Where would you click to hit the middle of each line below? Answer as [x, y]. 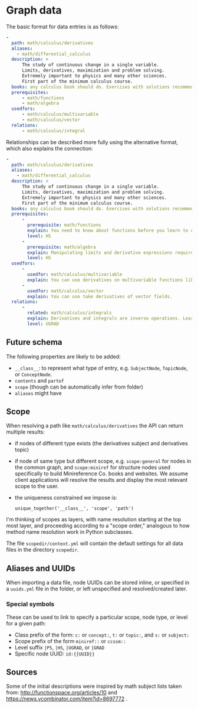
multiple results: [26, 432]
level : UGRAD [43, 324]
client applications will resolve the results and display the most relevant [101, 480]
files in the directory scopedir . [42, 550]
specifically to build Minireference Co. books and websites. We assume [101, 474]
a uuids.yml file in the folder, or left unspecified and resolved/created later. [97, 589]
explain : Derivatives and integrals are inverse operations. [104, 319]
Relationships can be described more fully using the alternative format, [92, 142]
